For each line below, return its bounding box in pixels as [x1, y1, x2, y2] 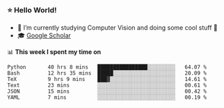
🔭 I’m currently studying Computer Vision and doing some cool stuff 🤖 [17, 24, 218, 32]
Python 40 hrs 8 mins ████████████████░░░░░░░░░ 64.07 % [7, 64, 207, 71]
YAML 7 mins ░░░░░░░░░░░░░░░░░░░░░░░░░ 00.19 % [7, 94, 207, 101]
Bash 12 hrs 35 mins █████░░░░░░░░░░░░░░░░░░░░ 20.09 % [7, 70, 207, 77]
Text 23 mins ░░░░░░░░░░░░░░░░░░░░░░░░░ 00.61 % [7, 82, 207, 89]
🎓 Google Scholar [17, 31, 72, 39]
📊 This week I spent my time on [7, 48, 102, 56]
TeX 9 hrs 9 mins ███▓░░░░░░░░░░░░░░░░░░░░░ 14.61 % [7, 76, 207, 83]
